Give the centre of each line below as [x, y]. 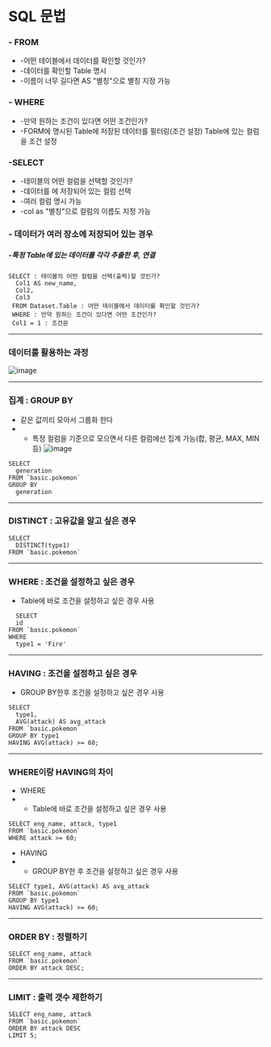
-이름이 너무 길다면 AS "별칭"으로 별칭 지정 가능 [95, 81]
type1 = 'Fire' [41, 644]
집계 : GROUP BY [41, 401]
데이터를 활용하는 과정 [48, 352]
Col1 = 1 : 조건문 [40, 323]
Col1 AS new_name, [47, 283]
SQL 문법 [38, 17]
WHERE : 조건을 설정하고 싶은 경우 [72, 581]
